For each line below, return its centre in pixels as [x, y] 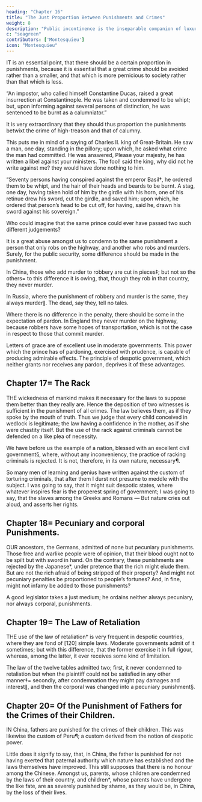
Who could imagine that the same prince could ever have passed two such [99, 223]
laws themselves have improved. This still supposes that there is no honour [99, 767]
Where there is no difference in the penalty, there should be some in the [95, 314]
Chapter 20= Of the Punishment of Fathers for [94, 705]
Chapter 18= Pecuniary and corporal [76, 523]
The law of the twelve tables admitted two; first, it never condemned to [94, 668]
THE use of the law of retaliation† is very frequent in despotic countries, [95, 637]
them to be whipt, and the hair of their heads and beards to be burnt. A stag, [101, 186]
